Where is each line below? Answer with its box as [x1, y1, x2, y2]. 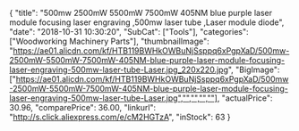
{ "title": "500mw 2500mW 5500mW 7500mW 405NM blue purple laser [9, 8, 273, 18]
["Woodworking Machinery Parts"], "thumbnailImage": [9, 36, 210, 46]
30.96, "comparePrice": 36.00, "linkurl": [9, 102, 157, 112]
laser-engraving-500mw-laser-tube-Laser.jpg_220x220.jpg [9, 64, 228, 75]
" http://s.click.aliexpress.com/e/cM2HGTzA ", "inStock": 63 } [9, 111, 231, 122]
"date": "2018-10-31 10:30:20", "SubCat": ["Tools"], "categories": [9, 27, 249, 37]
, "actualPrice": [217, 93, 273, 103]
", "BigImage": [227, 64, 280, 75]
